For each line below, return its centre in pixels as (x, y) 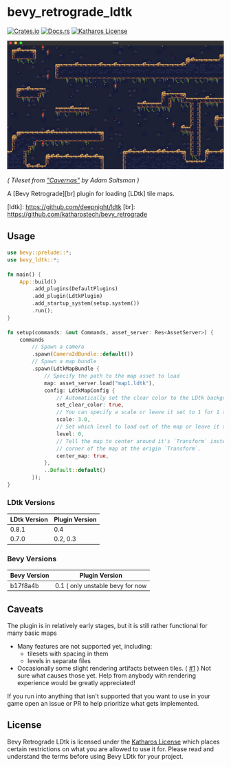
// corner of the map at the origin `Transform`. (129, 449)
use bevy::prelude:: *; (40, 252)
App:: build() (38, 282)
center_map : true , (82, 456)
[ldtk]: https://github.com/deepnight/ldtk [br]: (71, 207)
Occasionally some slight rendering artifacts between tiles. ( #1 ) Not (114, 669)
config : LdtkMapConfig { (79, 390)
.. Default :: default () (75, 471)
